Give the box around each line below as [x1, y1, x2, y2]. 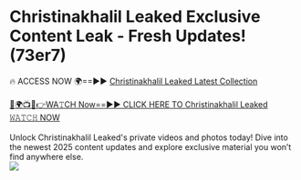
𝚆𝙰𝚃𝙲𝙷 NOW [9, 112, 61, 123]
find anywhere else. [9, 151, 84, 162]
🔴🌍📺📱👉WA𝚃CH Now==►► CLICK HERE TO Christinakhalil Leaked [9, 98, 268, 110]
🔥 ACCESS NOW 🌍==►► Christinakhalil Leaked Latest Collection [9, 75, 258, 86]
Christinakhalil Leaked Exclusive [9, 6, 261, 27]
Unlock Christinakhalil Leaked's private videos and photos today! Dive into [9, 132, 289, 143]
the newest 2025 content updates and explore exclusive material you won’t [9, 141, 292, 152]
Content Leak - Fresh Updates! [9, 25, 246, 46]
